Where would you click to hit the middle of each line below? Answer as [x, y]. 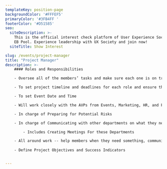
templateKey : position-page [34, 10]
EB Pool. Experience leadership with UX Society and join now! [81, 42]
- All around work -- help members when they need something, [80, 141]
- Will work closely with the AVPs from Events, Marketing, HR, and [86, 105]
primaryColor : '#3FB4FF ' [32, 19]
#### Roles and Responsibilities [49, 69]
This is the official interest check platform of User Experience [84, 38]
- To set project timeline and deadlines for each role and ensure [85, 87]
